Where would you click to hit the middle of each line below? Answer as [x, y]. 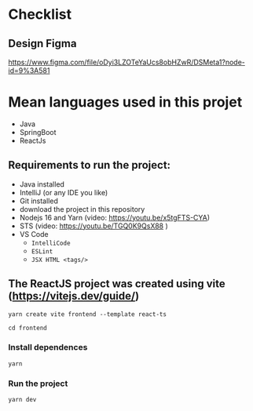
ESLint [42, 251]
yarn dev [22, 400]
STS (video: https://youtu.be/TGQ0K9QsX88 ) [94, 226]
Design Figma [42, 44]
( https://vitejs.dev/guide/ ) [74, 296]
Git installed [39, 201]
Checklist [40, 15]
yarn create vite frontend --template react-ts [88, 314]
